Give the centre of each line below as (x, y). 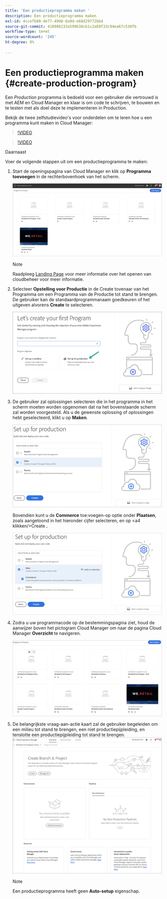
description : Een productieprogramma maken (51, 16)
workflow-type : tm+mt (28, 32)
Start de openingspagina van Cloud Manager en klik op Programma (82, 171)
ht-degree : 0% (20, 42)
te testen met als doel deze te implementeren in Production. (66, 108)
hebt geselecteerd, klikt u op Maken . (50, 418)
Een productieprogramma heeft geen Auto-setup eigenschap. (76, 891)
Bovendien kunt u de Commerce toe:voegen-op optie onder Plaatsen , (84, 515)
